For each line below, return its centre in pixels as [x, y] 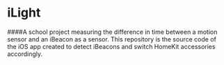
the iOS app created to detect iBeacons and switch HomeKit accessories [111, 46]
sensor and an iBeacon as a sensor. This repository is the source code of [112, 39]
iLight [24, 13]
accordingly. [25, 54]
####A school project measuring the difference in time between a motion [112, 32]
